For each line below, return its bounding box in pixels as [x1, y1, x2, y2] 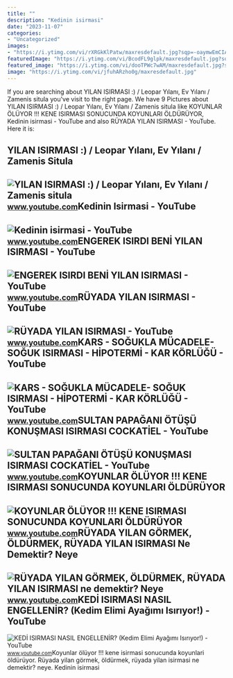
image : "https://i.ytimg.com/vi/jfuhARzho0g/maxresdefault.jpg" [7, 68, 197, 75]
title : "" [7, 10, 36, 17]
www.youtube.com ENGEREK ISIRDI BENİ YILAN [7, 235, 203, 247]
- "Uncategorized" [7, 36, 60, 43]
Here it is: [7, 124, 35, 133]
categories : [7, 29, 42, 37]
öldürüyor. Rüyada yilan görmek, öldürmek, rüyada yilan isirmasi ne [7, 656, 200, 664]
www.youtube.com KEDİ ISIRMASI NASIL [7, 594, 172, 606]
